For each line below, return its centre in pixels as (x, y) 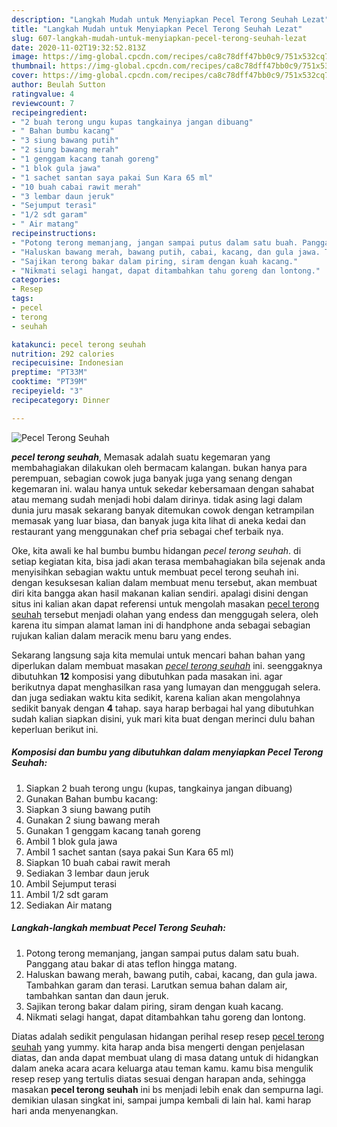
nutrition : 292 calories (63, 354)
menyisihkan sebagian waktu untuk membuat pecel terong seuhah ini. (155, 572)
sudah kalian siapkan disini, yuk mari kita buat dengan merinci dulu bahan (163, 718)
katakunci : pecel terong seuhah (78, 344)
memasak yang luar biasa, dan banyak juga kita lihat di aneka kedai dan (158, 520)
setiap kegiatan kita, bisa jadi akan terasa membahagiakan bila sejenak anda (168, 561)
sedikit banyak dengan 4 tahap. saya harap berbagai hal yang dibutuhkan (162, 708)
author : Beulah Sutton (58, 85)
